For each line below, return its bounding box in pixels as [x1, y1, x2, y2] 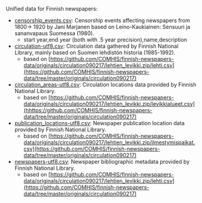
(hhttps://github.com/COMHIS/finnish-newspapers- [23, 107, 152, 114]
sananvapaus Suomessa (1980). [14, 30, 94, 37]
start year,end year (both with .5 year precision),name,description [23, 36, 187, 43]
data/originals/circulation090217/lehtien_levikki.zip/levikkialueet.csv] [23, 100, 195, 108]
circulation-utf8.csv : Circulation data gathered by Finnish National [14, 42, 179, 50]
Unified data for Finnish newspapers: [5, 5, 98, 12]
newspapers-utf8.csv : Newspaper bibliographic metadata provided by [14, 158, 190, 165]
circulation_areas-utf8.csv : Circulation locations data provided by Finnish [14, 81, 197, 88]
